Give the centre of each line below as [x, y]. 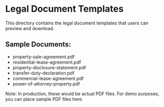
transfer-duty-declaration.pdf [44, 73]
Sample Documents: [38, 45]
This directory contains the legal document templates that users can [77, 23]
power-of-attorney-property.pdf [46, 84]
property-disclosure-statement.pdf [49, 67]
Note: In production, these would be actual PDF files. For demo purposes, [82, 93]
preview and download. [30, 28]
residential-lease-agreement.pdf [47, 62]
